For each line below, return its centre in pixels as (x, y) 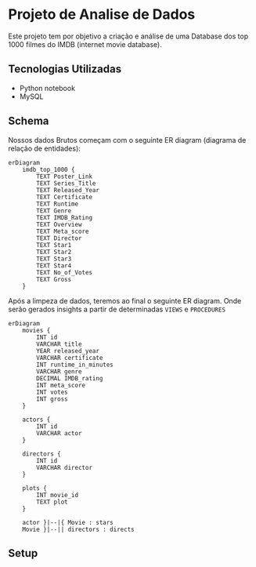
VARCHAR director (64, 467)
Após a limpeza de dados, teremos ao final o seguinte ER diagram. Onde (125, 300)
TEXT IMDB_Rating (64, 217)
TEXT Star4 (54, 265)
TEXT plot (52, 502)
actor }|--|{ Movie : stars (68, 522)
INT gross (52, 399)
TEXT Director (59, 238)
